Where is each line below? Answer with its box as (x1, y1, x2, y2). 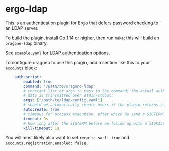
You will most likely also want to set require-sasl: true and (5, 135, 130, 141)
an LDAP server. (5, 25, 39, 31)
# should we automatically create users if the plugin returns (23, 102, 158, 108)
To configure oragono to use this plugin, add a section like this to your (5, 59, 150, 65)
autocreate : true (23, 107, 59, 112)
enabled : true (23, 79, 53, 84)
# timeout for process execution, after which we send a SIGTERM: (23, 111, 165, 117)
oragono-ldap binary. (5, 40, 48, 46)
